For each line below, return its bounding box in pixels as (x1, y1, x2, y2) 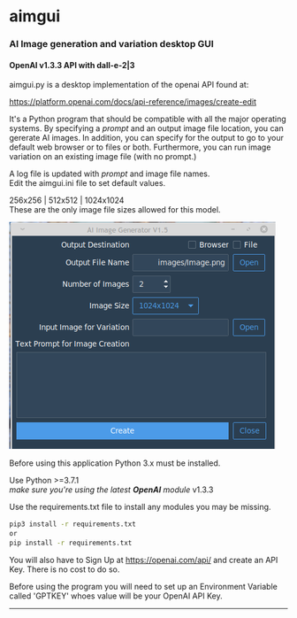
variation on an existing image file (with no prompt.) (9, 151, 197, 162)
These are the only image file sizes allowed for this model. (9, 205, 221, 215)
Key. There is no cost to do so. (9, 564, 120, 575)
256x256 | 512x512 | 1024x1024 (9, 195, 125, 205)
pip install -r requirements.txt (9, 538, 133, 548)
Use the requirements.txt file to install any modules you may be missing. (9, 502, 271, 513)
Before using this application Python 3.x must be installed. (9, 458, 221, 468)
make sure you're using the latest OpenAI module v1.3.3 (9, 484, 214, 495)
